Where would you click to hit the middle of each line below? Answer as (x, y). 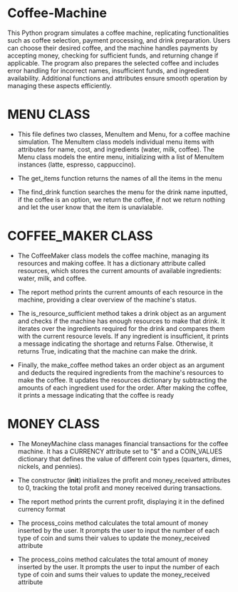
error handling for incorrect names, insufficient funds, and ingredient (108, 70)
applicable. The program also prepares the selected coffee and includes (113, 63)
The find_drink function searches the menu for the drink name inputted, (123, 192)
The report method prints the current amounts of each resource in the (120, 292)
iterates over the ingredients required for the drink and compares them (121, 328)
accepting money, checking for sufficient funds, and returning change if (113, 55)
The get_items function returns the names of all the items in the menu (120, 178)
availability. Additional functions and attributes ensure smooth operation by (118, 78)
